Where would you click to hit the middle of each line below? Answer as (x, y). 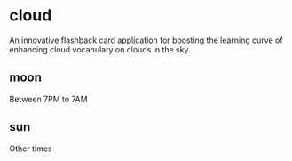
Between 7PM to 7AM (48, 99)
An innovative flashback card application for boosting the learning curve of (146, 40)
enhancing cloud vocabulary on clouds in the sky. (100, 49)
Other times (31, 149)
